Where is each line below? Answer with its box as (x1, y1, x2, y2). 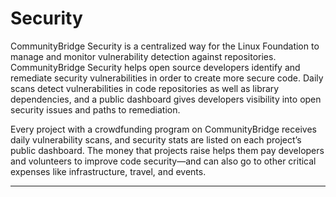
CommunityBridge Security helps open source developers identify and (10, 61, 301, 73)
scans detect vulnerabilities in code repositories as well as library (10, 82, 280, 94)
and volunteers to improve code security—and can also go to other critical (10, 155, 317, 167)
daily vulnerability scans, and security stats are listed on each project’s (10, 133, 302, 146)
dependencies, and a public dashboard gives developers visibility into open (10, 93, 322, 105)
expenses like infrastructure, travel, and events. (10, 165, 207, 177)
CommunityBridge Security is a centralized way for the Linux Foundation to (10, 40, 320, 52)
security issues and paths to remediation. (10, 103, 181, 116)
